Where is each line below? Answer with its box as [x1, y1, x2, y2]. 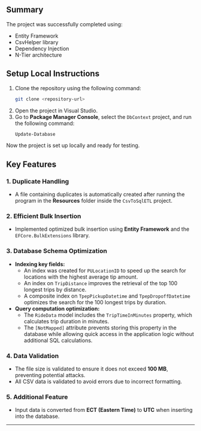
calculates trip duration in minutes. [23, 317, 109, 325]
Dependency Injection [14, 45, 69, 52]
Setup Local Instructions [6, 69, 100, 79]
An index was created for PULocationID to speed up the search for [23, 267, 187, 274]
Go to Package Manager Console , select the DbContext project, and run [14, 113, 192, 120]
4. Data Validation [6, 351, 59, 360]
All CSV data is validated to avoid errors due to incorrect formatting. [14, 378, 182, 385]
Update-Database [14, 131, 56, 137]
